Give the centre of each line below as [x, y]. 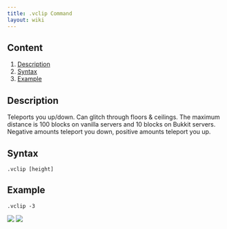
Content [25, 48]
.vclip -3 [21, 206]
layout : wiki [26, 20]
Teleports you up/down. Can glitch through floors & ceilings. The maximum [113, 117]
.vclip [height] [30, 169]
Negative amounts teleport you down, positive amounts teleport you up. [109, 132]
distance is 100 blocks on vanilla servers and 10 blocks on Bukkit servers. [111, 124]
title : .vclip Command [40, 13]
